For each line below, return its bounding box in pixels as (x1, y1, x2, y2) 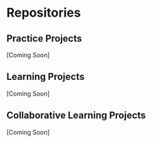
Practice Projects (6, 33, 82, 44)
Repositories (6, 5, 81, 21)
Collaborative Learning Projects (6, 110, 146, 121)
